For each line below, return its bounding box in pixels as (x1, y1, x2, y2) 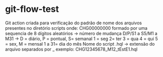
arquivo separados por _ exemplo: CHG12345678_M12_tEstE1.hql (5, 46, 138, 52)
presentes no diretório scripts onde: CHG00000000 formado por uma (5, 25, 148, 31)
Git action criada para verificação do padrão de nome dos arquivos (5, 20, 142, 26)
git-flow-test (5, 3, 59, 15)
